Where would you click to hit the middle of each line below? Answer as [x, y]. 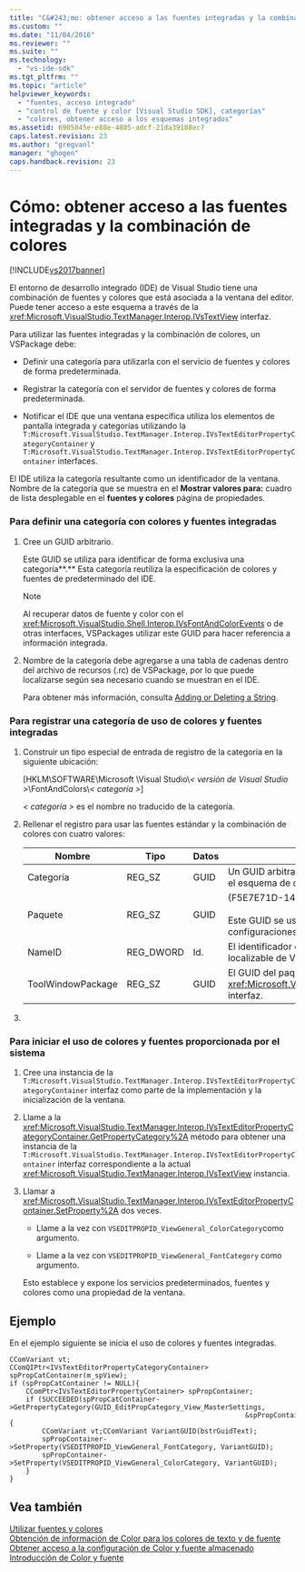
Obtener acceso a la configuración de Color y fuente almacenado [132, 1547]
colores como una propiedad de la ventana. [104, 1293]
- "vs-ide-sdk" [46, 69]
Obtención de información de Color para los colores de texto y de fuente [145, 1538]
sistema [27, 1053]
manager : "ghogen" [44, 153]
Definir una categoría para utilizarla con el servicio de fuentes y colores [156, 362]
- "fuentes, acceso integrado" [77, 102]
